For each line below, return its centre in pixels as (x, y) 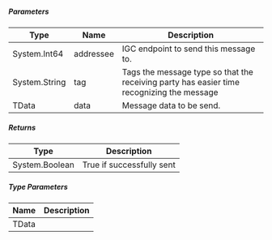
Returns (22, 127)
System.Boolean (43, 165)
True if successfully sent (129, 165)
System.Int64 (38, 54)
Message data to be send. (171, 105)
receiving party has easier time (181, 82)
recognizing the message (170, 92)
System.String (39, 82)
